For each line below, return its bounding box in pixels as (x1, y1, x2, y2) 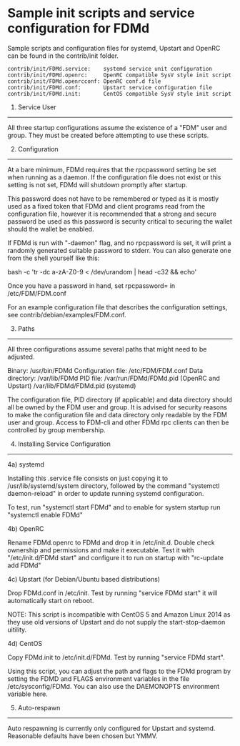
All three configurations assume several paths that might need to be (7, 344, 207, 353)
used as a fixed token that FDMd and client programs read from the (7, 202, 206, 210)
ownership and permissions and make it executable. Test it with (7, 545, 194, 554)
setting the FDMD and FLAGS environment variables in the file (7, 674, 190, 683)
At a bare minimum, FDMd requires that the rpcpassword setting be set (7, 165, 216, 174)
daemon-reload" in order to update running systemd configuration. (7, 489, 204, 497)
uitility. (7, 625, 27, 634)
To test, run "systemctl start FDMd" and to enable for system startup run (7, 502, 221, 512)
